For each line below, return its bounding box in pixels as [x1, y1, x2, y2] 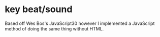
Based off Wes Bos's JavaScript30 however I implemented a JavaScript [5, 20, 155, 26]
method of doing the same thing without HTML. [5, 25, 104, 31]
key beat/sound [5, 4, 73, 15]
